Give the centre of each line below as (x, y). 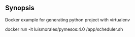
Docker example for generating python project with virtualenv (67, 19)
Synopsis (20, 8)
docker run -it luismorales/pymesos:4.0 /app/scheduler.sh (64, 29)
